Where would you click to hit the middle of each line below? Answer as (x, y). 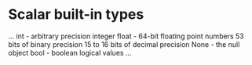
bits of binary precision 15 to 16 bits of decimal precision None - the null (124, 44)
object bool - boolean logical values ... (70, 52)
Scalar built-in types (76, 14)
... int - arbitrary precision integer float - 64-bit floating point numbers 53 (126, 36)
